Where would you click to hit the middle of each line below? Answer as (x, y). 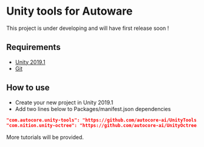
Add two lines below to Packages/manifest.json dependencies (93, 109)
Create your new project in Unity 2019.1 (64, 102)
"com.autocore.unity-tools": (43, 120)
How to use (28, 88)
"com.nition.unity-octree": (42, 126)
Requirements (33, 47)
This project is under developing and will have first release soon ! (88, 28)
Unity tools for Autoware (70, 11)
